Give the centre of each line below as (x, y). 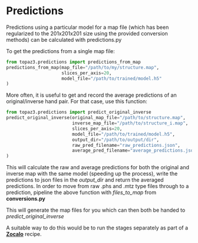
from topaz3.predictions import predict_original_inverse (79, 112)
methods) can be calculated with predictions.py (64, 40)
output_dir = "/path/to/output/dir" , (115, 140)
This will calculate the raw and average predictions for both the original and (98, 168)
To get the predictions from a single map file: (60, 51)
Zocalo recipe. (24, 234)
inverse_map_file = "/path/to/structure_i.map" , (130, 123)
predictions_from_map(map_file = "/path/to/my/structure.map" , (83, 67)
